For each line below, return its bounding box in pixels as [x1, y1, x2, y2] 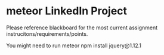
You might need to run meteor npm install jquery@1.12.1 [6, 42, 142, 49]
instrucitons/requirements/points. [6, 30, 88, 37]
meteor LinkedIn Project [6, 4, 127, 18]
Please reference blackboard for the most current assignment [6, 24, 158, 31]
